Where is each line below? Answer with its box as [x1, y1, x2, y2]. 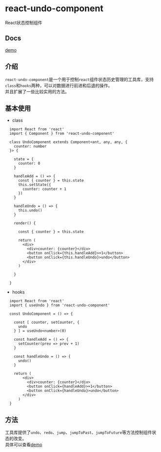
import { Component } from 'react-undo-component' [9, 131, 115, 136]
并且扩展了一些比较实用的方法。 [5, 88, 69, 94]
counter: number [14, 144, 47, 149]
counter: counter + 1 [22, 186, 67, 192]
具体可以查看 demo [5, 442, 42, 448]
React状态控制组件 [5, 20, 42, 25]
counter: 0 [18, 161, 40, 166]
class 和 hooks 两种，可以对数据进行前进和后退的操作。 [5, 82, 113, 88]
